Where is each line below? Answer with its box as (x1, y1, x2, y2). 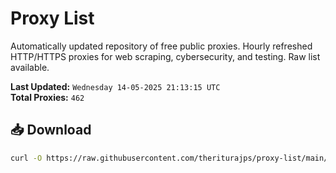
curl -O (10, 153, 43, 163)
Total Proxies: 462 (10, 91, 85, 103)
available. (10, 61, 50, 73)
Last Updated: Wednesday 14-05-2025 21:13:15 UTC (10, 80, 221, 92)
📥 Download (10, 122, 92, 139)
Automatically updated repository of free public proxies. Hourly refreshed (10, 40, 313, 52)
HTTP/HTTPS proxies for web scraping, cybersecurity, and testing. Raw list (10, 50, 321, 62)
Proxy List (10, 7, 95, 30)
